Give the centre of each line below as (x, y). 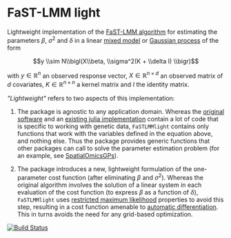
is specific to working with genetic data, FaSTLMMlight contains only (113, 126)
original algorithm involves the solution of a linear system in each (109, 185)
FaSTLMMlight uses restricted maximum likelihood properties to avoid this (120, 199)
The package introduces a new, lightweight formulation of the (104, 169)
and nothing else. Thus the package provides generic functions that (113, 141)
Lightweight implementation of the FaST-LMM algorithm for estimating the (112, 32)
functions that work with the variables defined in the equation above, (115, 133)
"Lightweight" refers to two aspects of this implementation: (91, 98)
